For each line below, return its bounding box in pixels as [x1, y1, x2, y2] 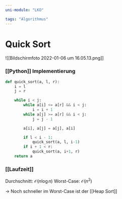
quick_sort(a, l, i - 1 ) [32, 140, 80, 145]
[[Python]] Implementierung [5, 68, 76, 75]
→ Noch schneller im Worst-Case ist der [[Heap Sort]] [5, 188, 117, 194]
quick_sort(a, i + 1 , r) [32, 149, 80, 154]
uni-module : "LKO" [5, 7, 44, 13]
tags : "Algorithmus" [5, 16, 49, 22]
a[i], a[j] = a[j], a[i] [23, 126, 76, 131]
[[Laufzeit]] [5, 166, 34, 173]
